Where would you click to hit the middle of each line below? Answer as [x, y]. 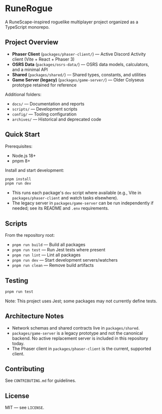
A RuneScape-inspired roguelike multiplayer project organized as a [72, 22]
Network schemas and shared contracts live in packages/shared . [76, 328]
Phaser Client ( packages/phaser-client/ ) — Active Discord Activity [79, 54]
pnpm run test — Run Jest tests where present [59, 250]
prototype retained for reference [44, 85]
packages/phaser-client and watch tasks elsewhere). [65, 198]
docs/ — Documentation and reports [48, 104]
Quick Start [22, 135]
